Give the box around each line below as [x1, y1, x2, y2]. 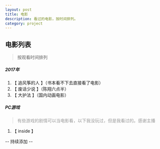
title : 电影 [5, 12, 28, 17]
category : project [5, 21, 43, 26]
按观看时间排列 [17, 55, 48, 60]
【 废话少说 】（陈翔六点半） [12, 86, 69, 92]
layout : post [5, 7, 32, 12]
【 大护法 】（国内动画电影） [12, 92, 69, 98]
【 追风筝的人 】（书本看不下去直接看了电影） [12, 80, 103, 86]
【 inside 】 [12, 128, 36, 134]
